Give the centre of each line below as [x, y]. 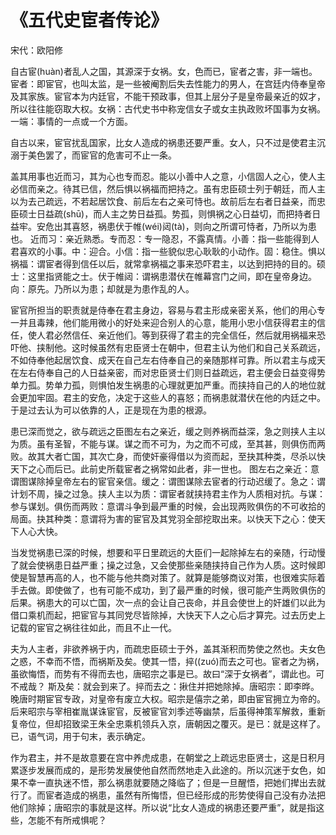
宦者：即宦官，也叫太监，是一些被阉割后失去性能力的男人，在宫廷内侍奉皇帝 [168, 83]
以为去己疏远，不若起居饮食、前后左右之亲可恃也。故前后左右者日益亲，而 [163, 201]
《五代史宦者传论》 [89, 20]
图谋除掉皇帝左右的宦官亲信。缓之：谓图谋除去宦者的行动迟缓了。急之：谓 [172, 481]
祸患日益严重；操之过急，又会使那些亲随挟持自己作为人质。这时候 [180, 565]
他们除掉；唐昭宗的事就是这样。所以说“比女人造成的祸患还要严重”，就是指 [163, 807]
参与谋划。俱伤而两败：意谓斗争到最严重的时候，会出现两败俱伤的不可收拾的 [168, 506]
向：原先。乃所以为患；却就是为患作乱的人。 [102, 288]
